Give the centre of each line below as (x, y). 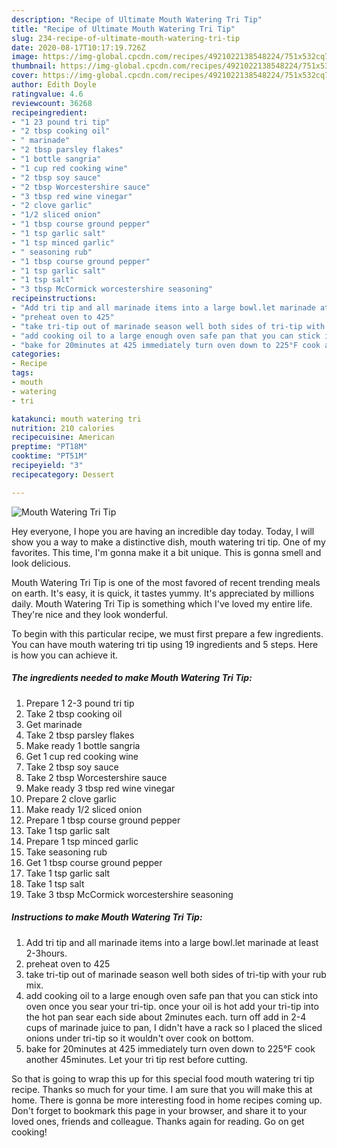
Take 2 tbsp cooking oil (74, 713)
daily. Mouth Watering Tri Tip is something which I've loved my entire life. (162, 603)
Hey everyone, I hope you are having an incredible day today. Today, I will (163, 531)
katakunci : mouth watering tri (76, 419)
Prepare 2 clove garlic (71, 798)
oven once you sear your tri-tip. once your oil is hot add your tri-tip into (172, 1006)
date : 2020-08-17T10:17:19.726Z (78, 47)
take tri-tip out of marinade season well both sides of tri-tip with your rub (176, 974)
